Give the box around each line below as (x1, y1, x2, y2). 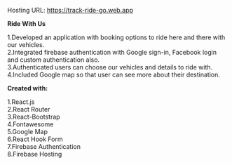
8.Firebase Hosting (7, 150, 62, 158)
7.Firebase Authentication (7, 143, 81, 150)
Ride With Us (7, 20, 46, 27)
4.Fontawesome (7, 120, 54, 128)
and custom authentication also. (7, 55, 100, 64)
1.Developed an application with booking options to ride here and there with (7, 33, 226, 41)
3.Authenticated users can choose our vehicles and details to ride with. (7, 63, 213, 71)
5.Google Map (7, 128, 48, 136)
